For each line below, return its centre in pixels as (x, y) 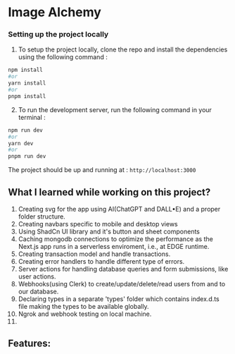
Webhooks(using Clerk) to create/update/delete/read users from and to (122, 284)
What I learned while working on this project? (109, 192)
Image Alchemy (55, 12)
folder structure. (42, 216)
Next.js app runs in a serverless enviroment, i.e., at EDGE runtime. (114, 247)
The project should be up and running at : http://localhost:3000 (102, 170)
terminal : (32, 117)
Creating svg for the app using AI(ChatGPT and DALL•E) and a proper (119, 209)
